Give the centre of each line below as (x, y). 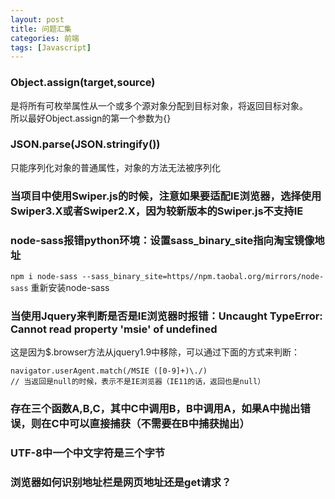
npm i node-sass (44, 277)
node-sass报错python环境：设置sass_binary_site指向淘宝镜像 (162, 240)
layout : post (37, 19)
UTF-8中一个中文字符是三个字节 (88, 453)
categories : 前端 (45, 38)
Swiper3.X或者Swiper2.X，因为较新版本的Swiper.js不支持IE (157, 211)
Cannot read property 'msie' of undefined (114, 329)
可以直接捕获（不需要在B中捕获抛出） (159, 424)
